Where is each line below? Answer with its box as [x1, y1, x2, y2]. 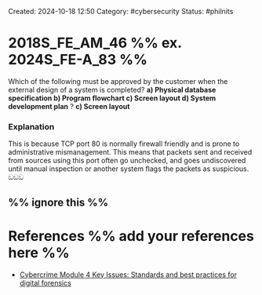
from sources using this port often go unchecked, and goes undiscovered [8, 156, 246, 166]
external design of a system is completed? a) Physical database [8, 85, 217, 94]
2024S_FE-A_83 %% [8, 51, 147, 69]
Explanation [8, 121, 55, 132]
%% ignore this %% [8, 195, 108, 209]
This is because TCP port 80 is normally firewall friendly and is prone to [8, 139, 240, 148]
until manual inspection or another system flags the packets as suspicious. [8, 164, 249, 173]
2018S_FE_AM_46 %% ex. [8, 35, 182, 52]
